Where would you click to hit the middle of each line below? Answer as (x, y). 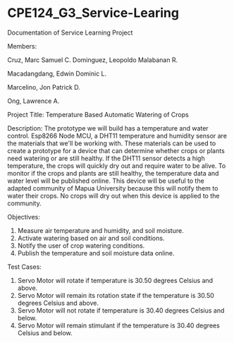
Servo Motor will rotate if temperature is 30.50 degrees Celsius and (115, 280)
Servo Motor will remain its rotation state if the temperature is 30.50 (116, 295)
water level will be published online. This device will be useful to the (106, 181)
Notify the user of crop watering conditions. (81, 246)
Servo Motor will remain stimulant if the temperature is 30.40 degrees (118, 325)
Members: (22, 46)
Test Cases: (25, 267)
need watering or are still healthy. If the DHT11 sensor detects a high (106, 158)
